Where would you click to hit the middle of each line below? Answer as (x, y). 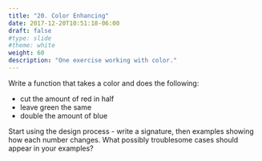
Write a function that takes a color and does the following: (104, 83)
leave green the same (56, 107)
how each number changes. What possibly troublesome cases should (123, 139)
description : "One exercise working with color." (93, 61)
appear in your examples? (51, 148)
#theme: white (32, 46)
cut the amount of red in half (67, 99)
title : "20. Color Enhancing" (59, 16)
